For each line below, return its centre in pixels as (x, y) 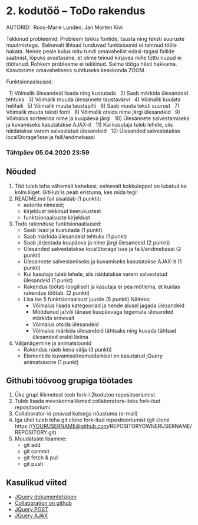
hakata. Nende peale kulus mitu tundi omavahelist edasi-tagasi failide (90, 51)
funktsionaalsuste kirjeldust (57, 217)
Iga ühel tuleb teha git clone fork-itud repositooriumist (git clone (92, 420)
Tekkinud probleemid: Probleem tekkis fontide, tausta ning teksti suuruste (95, 38)
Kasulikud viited (37, 483)
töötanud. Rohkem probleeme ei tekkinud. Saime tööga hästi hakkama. (92, 64)
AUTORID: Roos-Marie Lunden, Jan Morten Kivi (64, 27)
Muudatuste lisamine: (41, 439)
